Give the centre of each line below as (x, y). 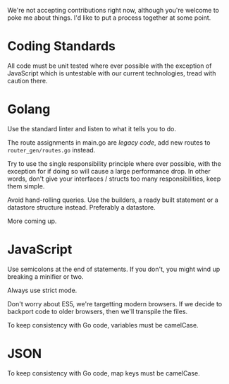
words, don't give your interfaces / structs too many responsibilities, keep (114, 179)
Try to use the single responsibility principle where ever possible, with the (114, 163)
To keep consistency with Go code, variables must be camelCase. (103, 325)
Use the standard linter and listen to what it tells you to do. (92, 128)
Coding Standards (62, 46)
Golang (29, 109)
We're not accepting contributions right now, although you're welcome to (113, 10)
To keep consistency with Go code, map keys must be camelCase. (104, 373)
